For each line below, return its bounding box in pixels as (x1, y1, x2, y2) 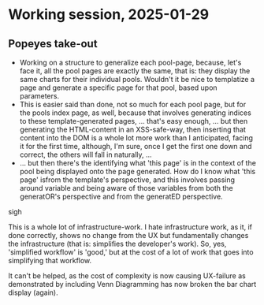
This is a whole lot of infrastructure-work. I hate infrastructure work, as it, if (8, 222, 253, 232)
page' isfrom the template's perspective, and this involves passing (19, 175, 235, 184)
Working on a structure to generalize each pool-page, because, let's (19, 58, 242, 67)
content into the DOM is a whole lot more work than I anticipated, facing (19, 133, 254, 143)
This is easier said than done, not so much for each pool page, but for (19, 100, 247, 109)
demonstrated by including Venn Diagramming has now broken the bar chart (8, 280, 257, 288)
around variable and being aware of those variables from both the (19, 184, 234, 192)
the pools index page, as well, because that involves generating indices (19, 108, 252, 117)
